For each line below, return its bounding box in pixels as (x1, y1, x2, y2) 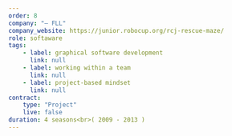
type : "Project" (22, 101, 78, 109)
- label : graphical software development (22, 49, 163, 57)
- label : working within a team (22, 64, 131, 72)
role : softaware (8, 34, 63, 42)
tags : (8, 42, 26, 50)
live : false (22, 109, 63, 117)
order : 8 (8, 11, 38, 20)
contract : (8, 94, 42, 102)
